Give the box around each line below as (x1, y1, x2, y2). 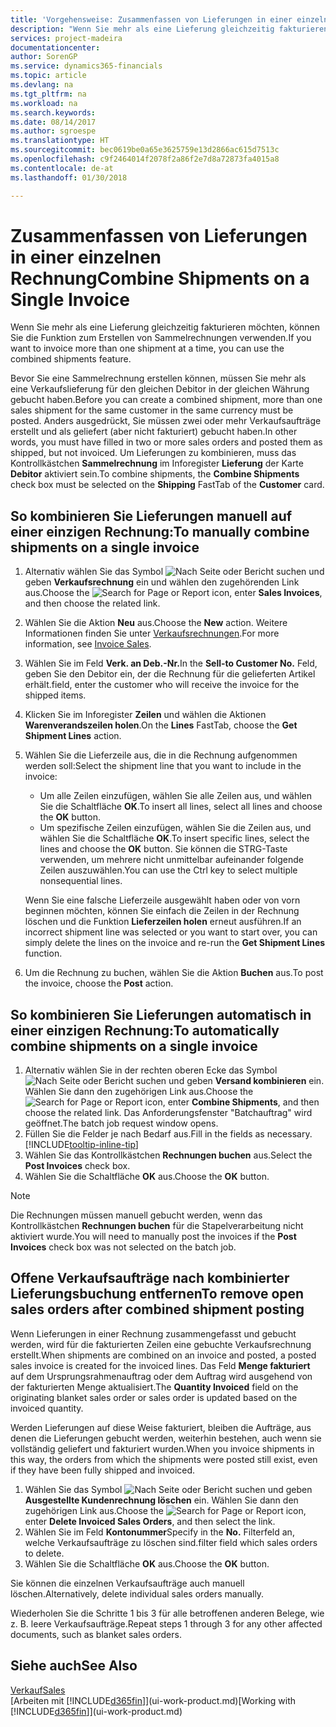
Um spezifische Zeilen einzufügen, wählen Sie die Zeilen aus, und (39, 822, 312, 834)
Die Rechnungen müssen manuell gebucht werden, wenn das (10, 1209, 263, 1221)
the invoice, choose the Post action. (24, 977, 174, 990)
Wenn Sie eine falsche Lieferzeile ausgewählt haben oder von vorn (24, 894, 301, 906)
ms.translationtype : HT (10, 136, 110, 146)
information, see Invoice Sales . (24, 638, 152, 650)
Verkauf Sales (10, 1684, 66, 1696)
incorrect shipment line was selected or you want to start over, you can (24, 926, 318, 938)
